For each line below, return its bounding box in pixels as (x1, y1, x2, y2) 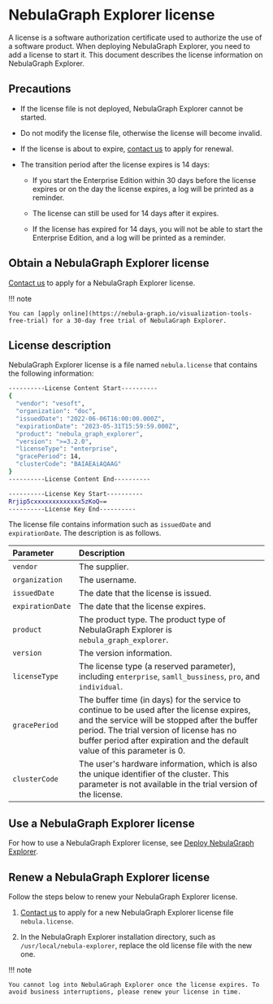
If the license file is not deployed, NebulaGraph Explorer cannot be (19, 103, 244, 113)
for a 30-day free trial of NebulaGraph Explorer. (51, 316, 227, 324)
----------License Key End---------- (8, 505, 136, 513)
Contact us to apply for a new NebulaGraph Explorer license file (19, 908, 234, 917)
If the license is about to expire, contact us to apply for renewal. (19, 144, 234, 154)
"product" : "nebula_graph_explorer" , (15, 429, 144, 438)
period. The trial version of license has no (78, 725, 237, 737)
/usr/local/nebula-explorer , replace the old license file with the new (19, 941, 253, 950)
